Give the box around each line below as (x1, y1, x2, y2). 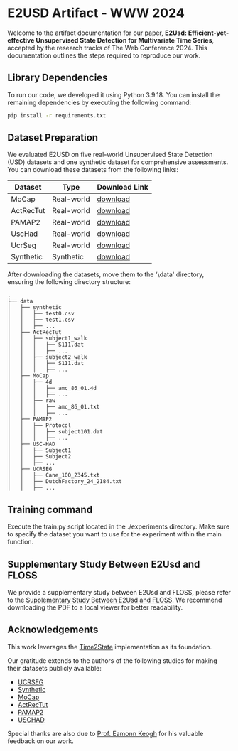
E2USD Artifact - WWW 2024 (7, 5, 185, 21)
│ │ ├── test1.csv (7, 316, 75, 324)
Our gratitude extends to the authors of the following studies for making (7, 656, 218, 665)
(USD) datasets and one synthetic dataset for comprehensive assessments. (7, 158, 229, 166)
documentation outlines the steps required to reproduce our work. (7, 51, 201, 60)
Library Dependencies (7, 72, 108, 84)
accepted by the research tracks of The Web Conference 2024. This (7, 43, 207, 52)
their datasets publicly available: (7, 664, 102, 672)
